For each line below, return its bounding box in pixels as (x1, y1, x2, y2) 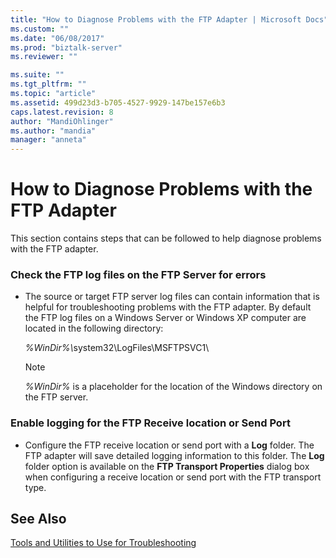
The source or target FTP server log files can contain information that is (24, 291, 320, 303)
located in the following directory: (24, 322, 164, 335)
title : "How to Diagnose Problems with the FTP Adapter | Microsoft (10, 14, 302, 25)
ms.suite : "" (10, 70, 65, 80)
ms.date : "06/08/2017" (10, 33, 105, 43)
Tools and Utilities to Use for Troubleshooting (10, 537, 197, 549)
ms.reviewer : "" (10, 52, 78, 62)
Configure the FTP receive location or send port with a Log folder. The (24, 439, 315, 451)
